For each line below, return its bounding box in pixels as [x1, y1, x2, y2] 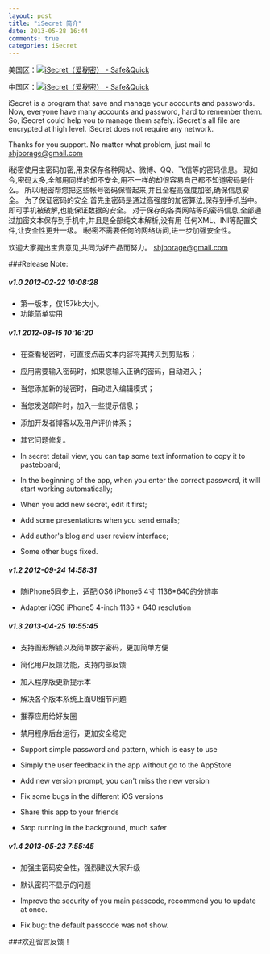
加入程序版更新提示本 [19, 677, 91, 687]
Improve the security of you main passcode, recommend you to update [19, 896, 256, 906]
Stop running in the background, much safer [19, 823, 168, 832]
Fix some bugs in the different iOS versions [19, 792, 164, 801]
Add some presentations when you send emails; [19, 515, 181, 525]
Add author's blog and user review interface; [19, 531, 169, 541]
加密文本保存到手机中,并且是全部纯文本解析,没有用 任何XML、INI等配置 [15, 216, 251, 225]
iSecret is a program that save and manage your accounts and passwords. [8, 99, 255, 108]
